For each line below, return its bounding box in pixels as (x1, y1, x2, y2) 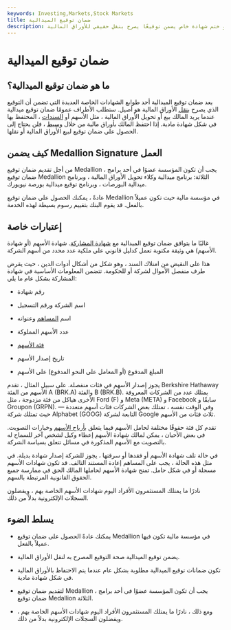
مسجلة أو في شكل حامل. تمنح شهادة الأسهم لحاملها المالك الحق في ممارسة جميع (7, 466, 217, 474)
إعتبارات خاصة (7, 221, 62, 232)
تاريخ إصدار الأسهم (16, 354, 65, 362)
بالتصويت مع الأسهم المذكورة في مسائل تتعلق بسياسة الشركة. (7, 438, 167, 446)
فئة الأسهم (16, 341, 45, 349)
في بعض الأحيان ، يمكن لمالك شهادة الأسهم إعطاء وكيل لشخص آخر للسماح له (7, 431, 206, 439)
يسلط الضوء (7, 514, 54, 525)
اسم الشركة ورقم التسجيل (16, 301, 86, 309)
